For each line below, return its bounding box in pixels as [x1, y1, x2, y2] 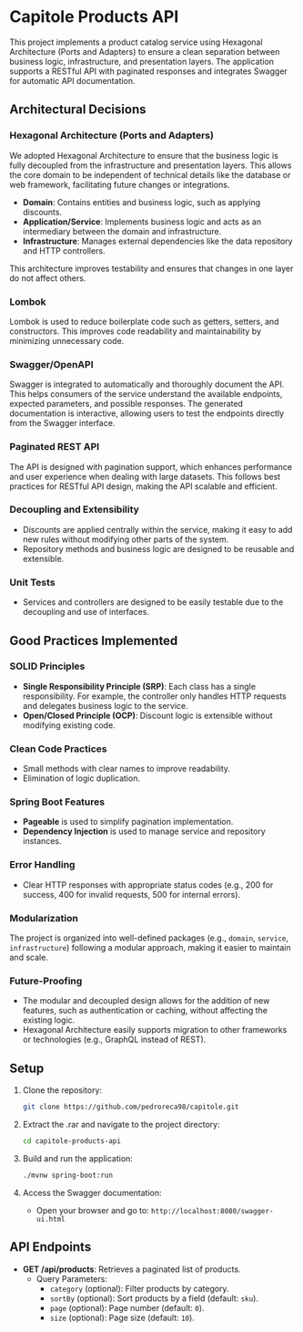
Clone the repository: [22, 1085, 103, 1096]
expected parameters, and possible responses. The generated [9, 399, 244, 410]
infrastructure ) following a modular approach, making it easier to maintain [9, 942, 291, 952]
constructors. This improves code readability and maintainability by [9, 326, 262, 337]
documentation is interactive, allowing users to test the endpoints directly [9, 408, 285, 419]
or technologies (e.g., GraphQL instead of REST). [22, 1034, 207, 1046]
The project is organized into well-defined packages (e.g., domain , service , [9, 932, 289, 943]
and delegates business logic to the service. [22, 700, 188, 711]
